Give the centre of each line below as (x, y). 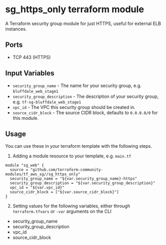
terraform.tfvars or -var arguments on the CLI (62, 211)
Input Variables (30, 73)
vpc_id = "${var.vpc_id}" (37, 188)
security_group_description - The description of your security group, (86, 96)
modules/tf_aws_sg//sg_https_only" (43, 174)
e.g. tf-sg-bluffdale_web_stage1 (47, 102)
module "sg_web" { (25, 166)
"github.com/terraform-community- (67, 170)
